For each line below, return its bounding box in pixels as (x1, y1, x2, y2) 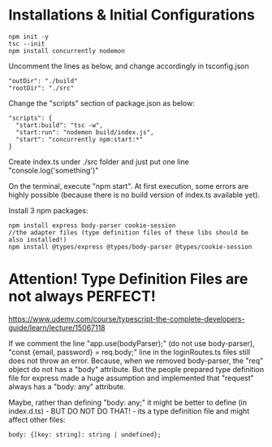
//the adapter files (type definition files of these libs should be (8, 228, 249, 237)
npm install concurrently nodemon (8, 46, 126, 55)
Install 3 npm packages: (8, 205, 89, 215)
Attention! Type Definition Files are (8, 270, 248, 288)
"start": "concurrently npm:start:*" (15, 135, 144, 143)
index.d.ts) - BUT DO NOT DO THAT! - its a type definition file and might (8, 405, 250, 416)
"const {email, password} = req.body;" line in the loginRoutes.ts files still (8, 347, 250, 357)
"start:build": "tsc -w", (15, 121, 104, 129)
